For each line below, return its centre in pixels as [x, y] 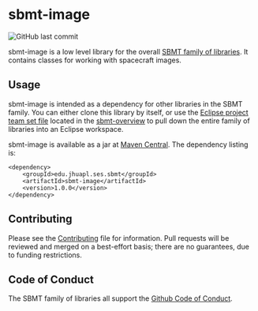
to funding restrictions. [45, 255]
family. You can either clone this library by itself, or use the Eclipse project [128, 112]
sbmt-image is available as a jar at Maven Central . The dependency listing [128, 144]
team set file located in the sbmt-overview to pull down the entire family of [129, 121]
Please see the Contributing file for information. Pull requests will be [119, 238]
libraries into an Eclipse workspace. [66, 129]
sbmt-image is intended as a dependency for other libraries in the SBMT [125, 103]
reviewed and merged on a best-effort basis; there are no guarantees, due [129, 246]
